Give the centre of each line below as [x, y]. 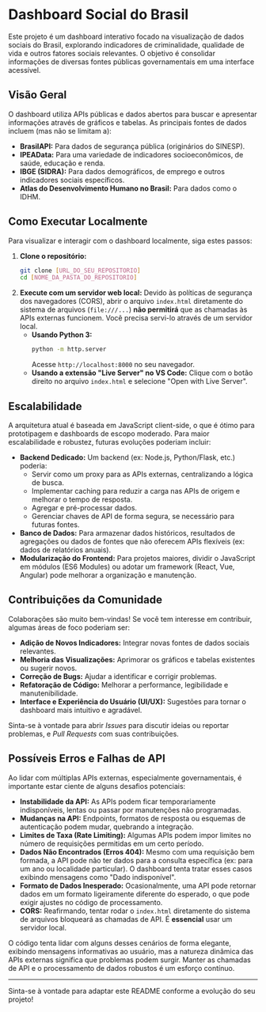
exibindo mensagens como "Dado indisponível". [98, 877]
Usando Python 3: [62, 335]
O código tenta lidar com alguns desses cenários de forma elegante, [120, 942]
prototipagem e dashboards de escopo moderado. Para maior [109, 434]
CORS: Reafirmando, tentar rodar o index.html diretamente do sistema [135, 911]
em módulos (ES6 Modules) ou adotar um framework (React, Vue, [127, 567]
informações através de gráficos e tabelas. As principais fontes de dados [127, 122]
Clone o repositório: [53, 256]
